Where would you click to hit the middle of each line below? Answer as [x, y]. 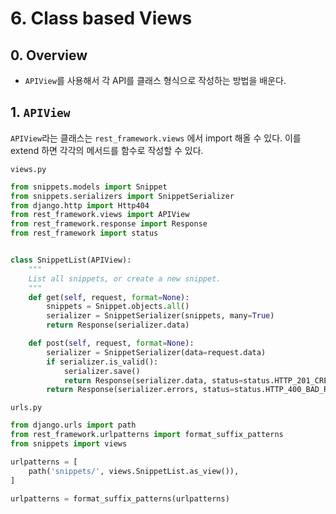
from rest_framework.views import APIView [100, 215]
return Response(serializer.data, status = [153, 380]
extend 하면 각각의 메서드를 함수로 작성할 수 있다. [107, 150]
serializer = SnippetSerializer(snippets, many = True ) [160, 316]
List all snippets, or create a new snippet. [125, 278]
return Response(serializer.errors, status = [140, 390]
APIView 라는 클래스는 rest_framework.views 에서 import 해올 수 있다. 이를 [156, 138]
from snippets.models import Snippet [89, 187]
